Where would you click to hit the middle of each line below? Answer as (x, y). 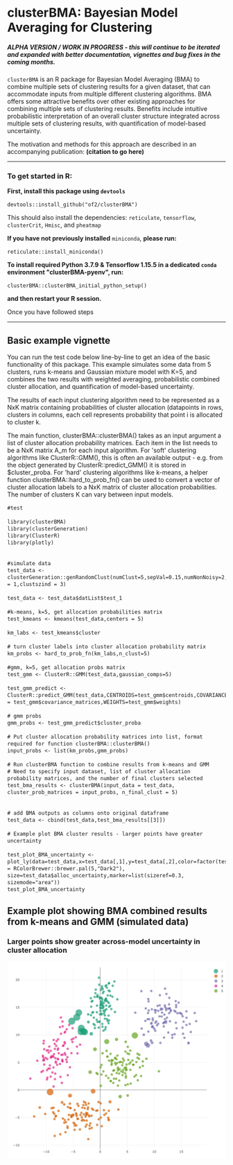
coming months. (31, 62)
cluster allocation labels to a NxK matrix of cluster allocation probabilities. (112, 487)
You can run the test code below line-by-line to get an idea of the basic (109, 357)
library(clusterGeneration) (48, 529)
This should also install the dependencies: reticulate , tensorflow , (102, 218)
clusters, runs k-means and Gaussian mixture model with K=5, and (102, 372)
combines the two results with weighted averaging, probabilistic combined (113, 379)
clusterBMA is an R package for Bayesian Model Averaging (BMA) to (103, 79)
